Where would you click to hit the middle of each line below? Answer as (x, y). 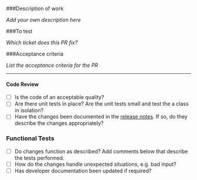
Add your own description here (43, 20)
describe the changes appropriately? (59, 123)
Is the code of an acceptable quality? (59, 97)
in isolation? (29, 110)
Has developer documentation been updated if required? (83, 171)
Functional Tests (30, 138)
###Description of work (35, 9)
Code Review (23, 84)
